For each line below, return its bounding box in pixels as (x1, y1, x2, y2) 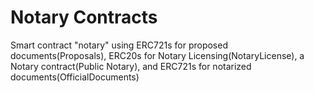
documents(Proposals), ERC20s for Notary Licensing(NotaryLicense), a (10, 49, 305, 61)
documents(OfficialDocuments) (10, 71, 140, 83)
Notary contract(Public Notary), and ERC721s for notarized (10, 60, 252, 72)
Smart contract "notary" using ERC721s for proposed (10, 39, 228, 51)
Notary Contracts (10, 6, 158, 29)
